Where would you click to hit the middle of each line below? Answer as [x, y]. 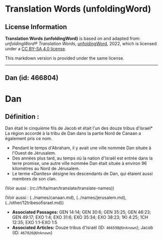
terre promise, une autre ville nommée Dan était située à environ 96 [79, 163]
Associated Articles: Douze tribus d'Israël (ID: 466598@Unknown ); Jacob [82, 228]
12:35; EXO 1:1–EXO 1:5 [34, 223]
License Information [36, 27]
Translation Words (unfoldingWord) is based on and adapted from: [73, 38]
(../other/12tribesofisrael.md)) [34, 203]
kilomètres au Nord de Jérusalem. [46, 169]
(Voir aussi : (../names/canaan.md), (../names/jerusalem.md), [66, 198]
